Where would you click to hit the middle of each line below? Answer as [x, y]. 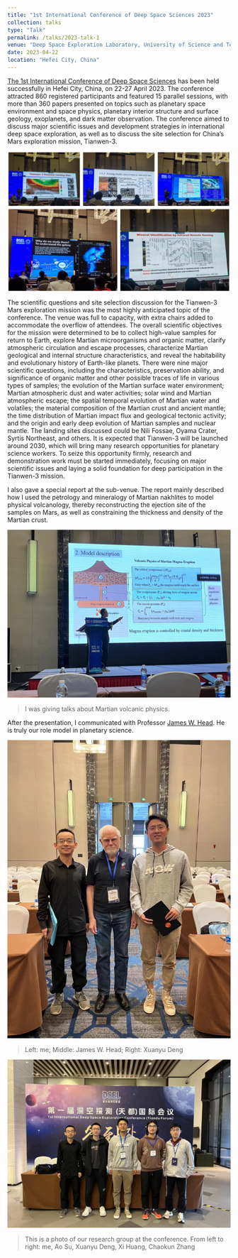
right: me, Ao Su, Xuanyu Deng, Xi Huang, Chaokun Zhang [110, 1247]
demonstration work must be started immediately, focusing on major [107, 461]
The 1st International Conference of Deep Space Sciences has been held [113, 81]
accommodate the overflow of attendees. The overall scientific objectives [115, 325]
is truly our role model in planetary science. [70, 731]
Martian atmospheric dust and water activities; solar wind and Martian [109, 393]
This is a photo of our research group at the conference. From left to [124, 1239]
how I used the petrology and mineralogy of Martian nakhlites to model [110, 497]
